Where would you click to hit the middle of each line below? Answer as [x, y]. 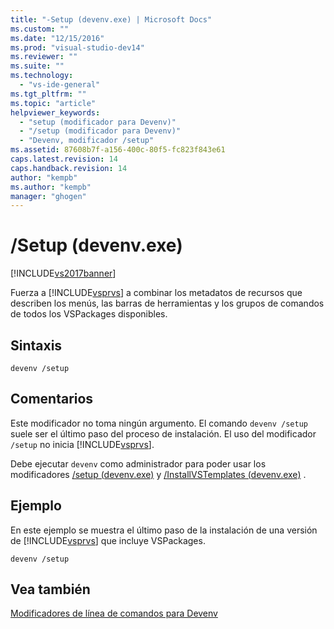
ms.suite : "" [37, 66]
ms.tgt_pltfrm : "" [48, 94]
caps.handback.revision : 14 [69, 168]
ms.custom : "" [40, 29]
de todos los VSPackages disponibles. [89, 314]
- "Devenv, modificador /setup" [87, 141]
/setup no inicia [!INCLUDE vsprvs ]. [82, 444]
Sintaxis [36, 345]
